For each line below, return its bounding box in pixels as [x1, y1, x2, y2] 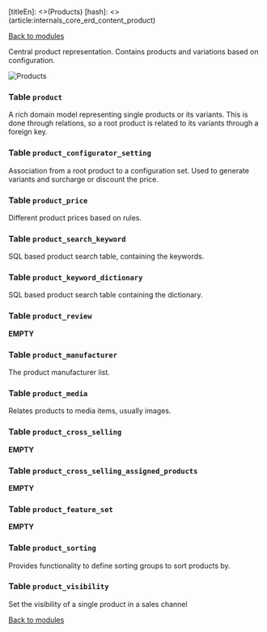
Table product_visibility [8, 581, 109, 592]
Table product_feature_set [8, 503, 113, 515]
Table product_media [8, 388, 88, 399]
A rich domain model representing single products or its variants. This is [8, 109, 248, 120]
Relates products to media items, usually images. [8, 406, 172, 416]
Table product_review [8, 310, 92, 322]
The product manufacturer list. [8, 368, 111, 378]
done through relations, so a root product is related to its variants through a [8, 118, 259, 128]
